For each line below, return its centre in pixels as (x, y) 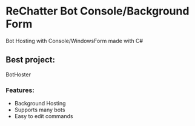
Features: (20, 90)
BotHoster (18, 75)
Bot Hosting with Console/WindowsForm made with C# (74, 41)
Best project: (31, 60)
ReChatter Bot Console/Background (97, 11)
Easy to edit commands (44, 116)
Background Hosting (40, 104)
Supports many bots (40, 110)
